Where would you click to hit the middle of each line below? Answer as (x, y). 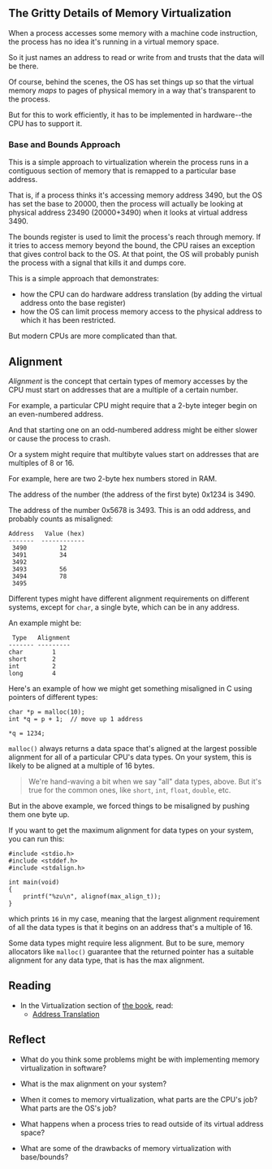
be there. (24, 66)
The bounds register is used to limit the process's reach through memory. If (135, 237)
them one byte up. (39, 814)
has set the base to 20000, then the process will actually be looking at (126, 204)
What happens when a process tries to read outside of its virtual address (142, 1123)
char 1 (32, 652)
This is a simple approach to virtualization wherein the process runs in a (129, 163)
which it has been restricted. (68, 320)
